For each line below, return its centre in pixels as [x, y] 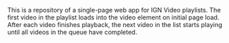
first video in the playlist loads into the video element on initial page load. [113, 17]
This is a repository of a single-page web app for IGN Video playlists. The [114, 10]
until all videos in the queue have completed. [72, 32]
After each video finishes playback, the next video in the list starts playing [115, 25]
